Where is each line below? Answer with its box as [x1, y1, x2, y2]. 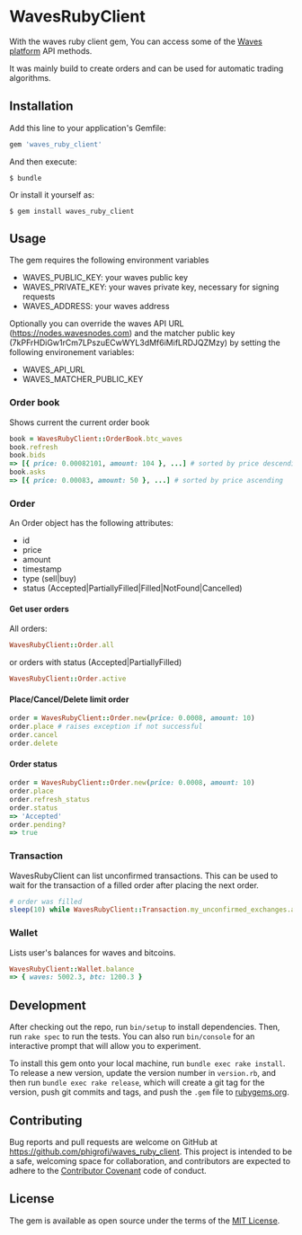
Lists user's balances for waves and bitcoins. [9, 946, 176, 958]
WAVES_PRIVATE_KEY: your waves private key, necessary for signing [22, 281, 280, 293]
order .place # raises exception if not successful [9, 722, 203, 732]
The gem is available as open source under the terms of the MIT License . [9, 1215, 280, 1226]
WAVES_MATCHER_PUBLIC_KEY [22, 374, 144, 385]
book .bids [9, 451, 47, 460]
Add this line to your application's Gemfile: [9, 122, 166, 133]
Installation [9, 99, 74, 114]
